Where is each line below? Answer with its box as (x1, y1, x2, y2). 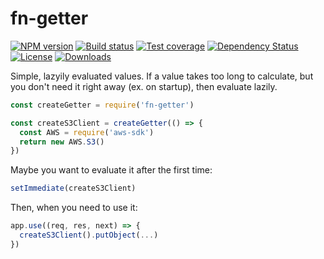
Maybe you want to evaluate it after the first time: (10, 164, 213, 176)
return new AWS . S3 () (19, 137, 105, 147)
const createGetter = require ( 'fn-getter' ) (10, 100, 195, 110)
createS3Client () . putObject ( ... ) (19, 230, 159, 241)
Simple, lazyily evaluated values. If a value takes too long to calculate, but (10, 70, 314, 82)
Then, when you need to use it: (10, 202, 138, 214)
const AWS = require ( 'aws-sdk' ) (19, 127, 155, 137)
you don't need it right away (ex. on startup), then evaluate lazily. (10, 80, 278, 92)
